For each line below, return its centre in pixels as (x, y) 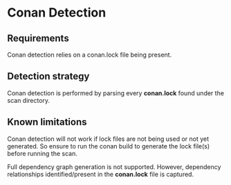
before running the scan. (42, 153)
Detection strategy (48, 76)
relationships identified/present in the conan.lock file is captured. (101, 174)
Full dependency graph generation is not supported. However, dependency (114, 166)
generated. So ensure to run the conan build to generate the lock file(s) (109, 146)
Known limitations (47, 122)
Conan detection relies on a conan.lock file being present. (90, 55)
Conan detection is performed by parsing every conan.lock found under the (116, 93)
